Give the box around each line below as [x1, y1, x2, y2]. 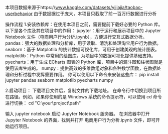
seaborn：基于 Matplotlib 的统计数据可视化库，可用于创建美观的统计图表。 [5, 47, 159, 52]
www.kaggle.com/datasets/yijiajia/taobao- [55, 5, 143, 10]
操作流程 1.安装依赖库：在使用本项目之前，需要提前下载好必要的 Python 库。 [5, 22, 163, 27]
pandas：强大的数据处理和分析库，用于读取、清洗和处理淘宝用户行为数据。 [5, 40, 161, 46]
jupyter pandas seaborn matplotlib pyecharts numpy [5, 77, 114, 83]
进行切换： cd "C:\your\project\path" [5, 100, 81, 106]
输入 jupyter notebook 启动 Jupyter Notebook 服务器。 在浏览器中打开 [5, 111, 150, 116]
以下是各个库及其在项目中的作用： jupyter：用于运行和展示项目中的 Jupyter [5, 28, 161, 34]
